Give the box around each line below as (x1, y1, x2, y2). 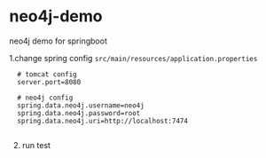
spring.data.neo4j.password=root (17, 108, 141, 117)
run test (21, 139, 51, 150)
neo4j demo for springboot (9, 36, 108, 46)
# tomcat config (17, 69, 77, 79)
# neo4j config (17, 93, 74, 102)
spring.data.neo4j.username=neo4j (17, 100, 145, 110)
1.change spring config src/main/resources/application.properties (9, 52, 258, 63)
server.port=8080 (17, 77, 82, 86)
